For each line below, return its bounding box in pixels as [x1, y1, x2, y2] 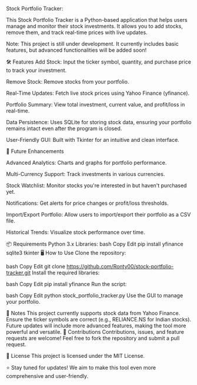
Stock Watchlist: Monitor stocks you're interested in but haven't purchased [6, 182, 187, 189]
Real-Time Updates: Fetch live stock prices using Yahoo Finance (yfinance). [6, 89, 190, 97]
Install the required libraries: [32, 269, 100, 276]
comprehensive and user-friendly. [6, 373, 88, 379]
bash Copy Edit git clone [6, 263, 66, 270]
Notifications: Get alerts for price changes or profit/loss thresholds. [6, 200, 169, 207]
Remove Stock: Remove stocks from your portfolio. [6, 78, 129, 85]
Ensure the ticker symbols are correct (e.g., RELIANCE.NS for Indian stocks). [6, 316, 192, 323]
